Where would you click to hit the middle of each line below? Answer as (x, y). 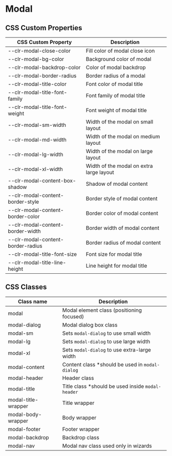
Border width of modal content (123, 228)
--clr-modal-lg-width (36, 154)
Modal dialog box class (90, 324)
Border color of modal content (122, 213)
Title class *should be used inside (103, 386)
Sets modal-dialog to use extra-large (106, 350)
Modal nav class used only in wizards (107, 446)
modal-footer (24, 429)
